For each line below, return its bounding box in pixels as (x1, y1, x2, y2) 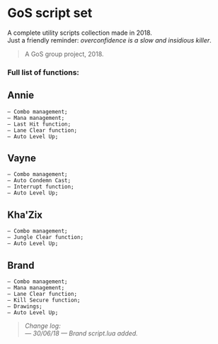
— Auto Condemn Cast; (7, 177, 71, 184)
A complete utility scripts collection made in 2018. (7, 28, 152, 37)
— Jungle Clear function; (7, 234, 84, 241)
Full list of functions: (7, 67, 80, 77)
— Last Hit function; (7, 121, 71, 128)
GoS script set (7, 5, 93, 21)
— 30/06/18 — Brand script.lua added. (24, 329, 138, 338)
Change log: (24, 321, 62, 331)
